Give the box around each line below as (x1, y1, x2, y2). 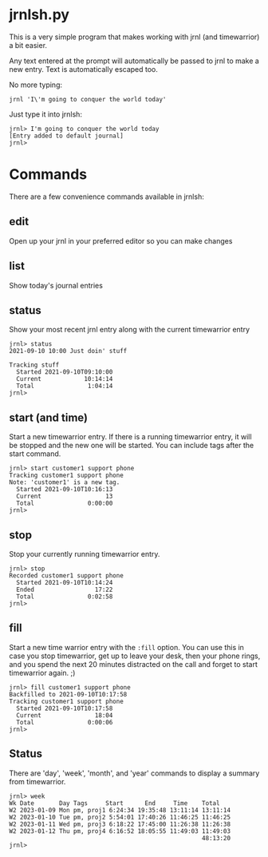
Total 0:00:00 (16, 499, 113, 508)
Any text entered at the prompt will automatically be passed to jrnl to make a (9, 56, 260, 65)
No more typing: (9, 80, 63, 89)
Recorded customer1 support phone (9, 571, 124, 580)
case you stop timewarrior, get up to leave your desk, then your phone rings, (9, 651, 261, 661)
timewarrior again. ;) (9, 668, 76, 677)
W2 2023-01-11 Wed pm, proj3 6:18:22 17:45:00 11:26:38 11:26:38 (9, 820, 231, 828)
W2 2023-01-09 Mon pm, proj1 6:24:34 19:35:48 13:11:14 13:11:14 (9, 806, 231, 814)
